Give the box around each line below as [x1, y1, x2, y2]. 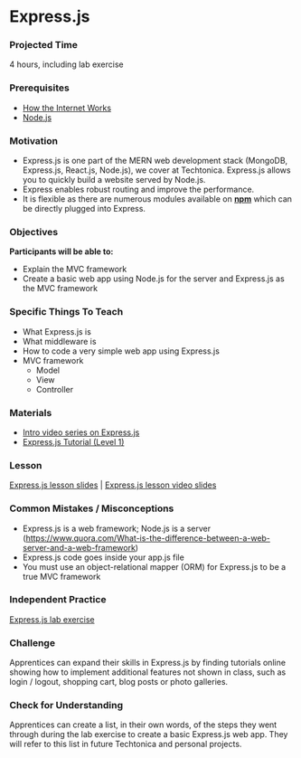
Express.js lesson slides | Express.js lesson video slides [9, 479, 217, 490]
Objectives [9, 226, 59, 238]
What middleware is [22, 336, 97, 346]
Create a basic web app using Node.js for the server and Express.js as [22, 273, 285, 284]
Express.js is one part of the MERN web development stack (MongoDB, [22, 156, 288, 166]
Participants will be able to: [9, 246, 114, 257]
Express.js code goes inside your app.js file [22, 552, 185, 563]
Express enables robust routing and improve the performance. [22, 184, 255, 195]
